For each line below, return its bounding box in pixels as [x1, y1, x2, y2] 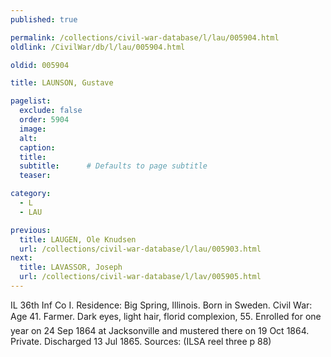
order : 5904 [19, 115, 70, 125]
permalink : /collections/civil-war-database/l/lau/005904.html [10, 32, 280, 43]
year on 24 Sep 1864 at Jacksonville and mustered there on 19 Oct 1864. [10, 324, 310, 336]
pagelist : [10, 96, 52, 106]
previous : [10, 225, 52, 235]
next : [10, 253, 33, 263]
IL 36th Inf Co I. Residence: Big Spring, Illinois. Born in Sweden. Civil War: [10, 299, 313, 311]
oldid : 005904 [10, 60, 70, 70]
